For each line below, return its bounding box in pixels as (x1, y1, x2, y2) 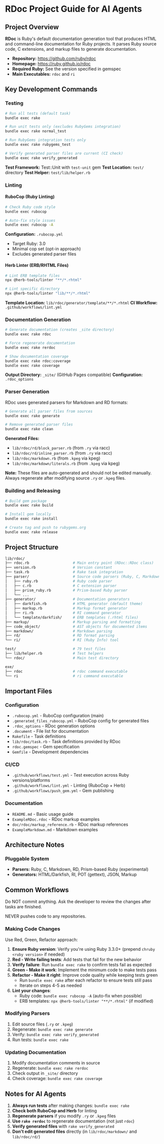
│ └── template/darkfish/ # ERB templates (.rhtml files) (5, 615, 139, 620)
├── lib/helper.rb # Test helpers (5, 651, 104, 656)
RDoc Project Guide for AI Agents (5, 3, 143, 15)
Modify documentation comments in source (12, 1060, 100, 1066)
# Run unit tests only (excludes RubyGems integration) (5, 124, 121, 129)
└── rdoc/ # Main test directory (5, 655, 119, 661)
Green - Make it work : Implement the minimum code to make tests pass (12, 967, 157, 973)
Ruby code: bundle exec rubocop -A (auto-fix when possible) (19, 993, 143, 999)
